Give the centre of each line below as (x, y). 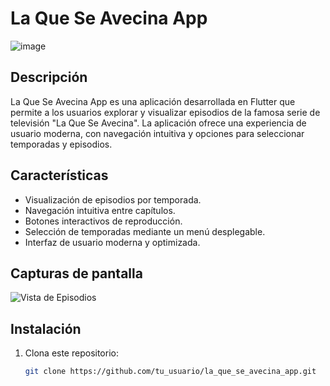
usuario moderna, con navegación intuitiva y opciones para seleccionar (157, 133)
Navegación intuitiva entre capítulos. (100, 210)
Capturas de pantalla (76, 273)
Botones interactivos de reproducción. (103, 221)
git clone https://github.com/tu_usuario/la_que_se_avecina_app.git (170, 372)
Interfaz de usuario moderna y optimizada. (112, 242)
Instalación (46, 328)
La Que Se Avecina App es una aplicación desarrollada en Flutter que (153, 101)
